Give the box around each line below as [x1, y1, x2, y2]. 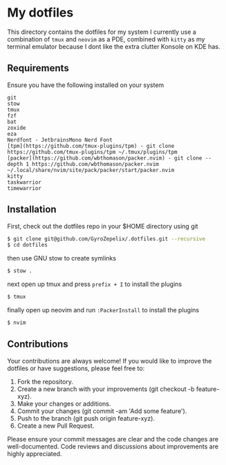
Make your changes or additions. [17, 399, 111, 408]
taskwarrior [7, 178, 41, 186]
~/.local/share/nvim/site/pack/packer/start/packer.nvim [7, 167, 175, 173]
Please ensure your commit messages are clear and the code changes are [7, 435, 219, 443]
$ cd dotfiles [7, 242, 48, 249]
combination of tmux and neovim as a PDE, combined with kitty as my [7, 35, 205, 43]
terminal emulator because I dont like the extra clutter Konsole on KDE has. [7, 42, 220, 50]
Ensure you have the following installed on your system [7, 81, 164, 89]
